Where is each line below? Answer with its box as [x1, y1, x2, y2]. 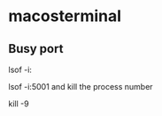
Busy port [8, 41, 64, 56]
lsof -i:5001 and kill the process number [8, 82, 153, 91]
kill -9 [8, 98, 29, 109]
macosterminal [8, 6, 121, 26]
